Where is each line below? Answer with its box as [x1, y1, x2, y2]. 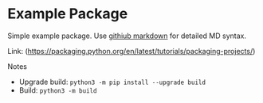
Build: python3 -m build [18, 85, 97, 95]
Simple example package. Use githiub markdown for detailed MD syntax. [7, 31, 246, 40]
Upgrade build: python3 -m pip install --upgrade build [18, 77, 206, 86]
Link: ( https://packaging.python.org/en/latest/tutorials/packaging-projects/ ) [7, 46, 256, 55]
